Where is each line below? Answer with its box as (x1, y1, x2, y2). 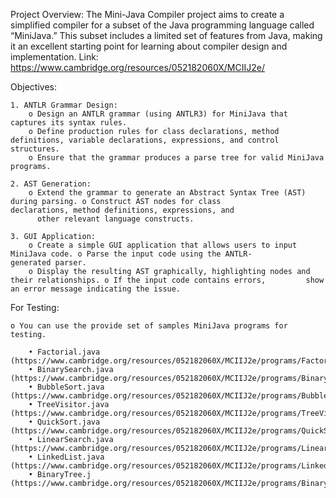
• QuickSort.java (28, 417, 101, 427)
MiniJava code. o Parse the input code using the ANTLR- (10, 249, 253, 259)
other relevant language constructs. (36, 214, 195, 224)
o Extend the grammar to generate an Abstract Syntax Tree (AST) (28, 188, 307, 198)
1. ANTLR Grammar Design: (10, 100, 118, 110)
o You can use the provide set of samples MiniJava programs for (10, 321, 288, 331)
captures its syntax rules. (10, 118, 128, 128)
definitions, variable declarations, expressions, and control (10, 135, 280, 145)
